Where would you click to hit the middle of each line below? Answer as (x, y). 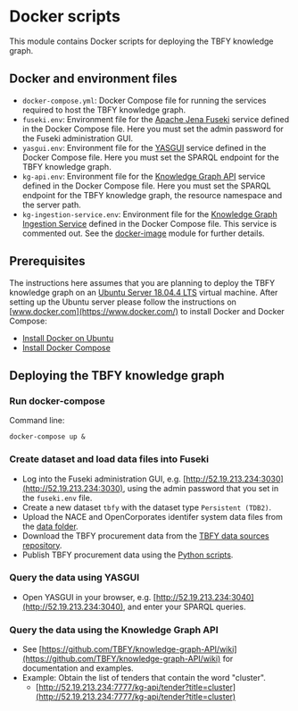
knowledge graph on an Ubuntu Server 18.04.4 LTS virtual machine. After (144, 292)
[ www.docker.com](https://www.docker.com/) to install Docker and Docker (147, 311)
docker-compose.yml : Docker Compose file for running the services (144, 100)
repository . (42, 545)
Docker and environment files (93, 79)
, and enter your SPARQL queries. (185, 606)
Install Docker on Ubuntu (68, 338)
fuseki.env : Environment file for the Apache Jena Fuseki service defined (156, 119)
